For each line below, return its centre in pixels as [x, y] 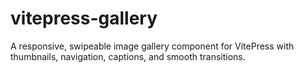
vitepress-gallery [84, 18]
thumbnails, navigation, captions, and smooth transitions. [128, 56]
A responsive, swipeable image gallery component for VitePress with [152, 46]
